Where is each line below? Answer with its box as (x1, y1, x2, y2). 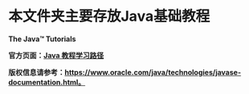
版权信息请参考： (8, 67, 65, 76)
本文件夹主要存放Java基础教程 (8, 7, 210, 25)
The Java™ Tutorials (8, 33, 76, 44)
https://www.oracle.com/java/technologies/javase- (64, 67, 242, 76)
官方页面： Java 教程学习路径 (8, 50, 104, 60)
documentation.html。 (8, 77, 86, 87)
